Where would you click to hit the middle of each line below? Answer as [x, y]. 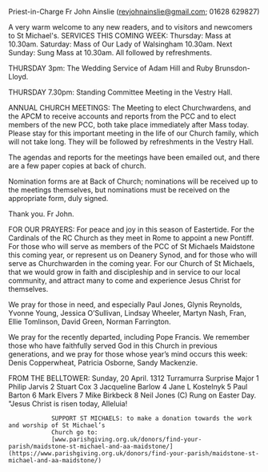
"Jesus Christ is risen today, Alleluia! [68, 403]
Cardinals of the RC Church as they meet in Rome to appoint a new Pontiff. [131, 238]
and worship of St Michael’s [57, 426]
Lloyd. [18, 77]
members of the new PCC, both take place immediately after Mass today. [129, 125]
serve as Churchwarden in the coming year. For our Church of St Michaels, [132, 263]
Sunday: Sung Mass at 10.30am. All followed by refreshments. [110, 52]
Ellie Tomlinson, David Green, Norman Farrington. [90, 321]
